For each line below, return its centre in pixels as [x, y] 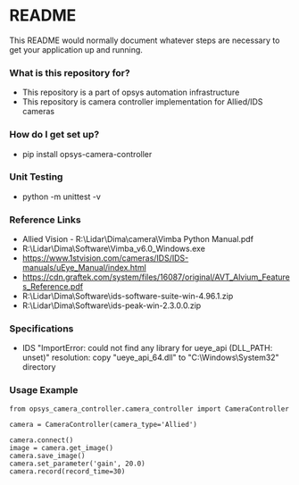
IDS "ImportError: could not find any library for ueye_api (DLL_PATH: [147, 348]
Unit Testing [36, 177]
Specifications [42, 329]
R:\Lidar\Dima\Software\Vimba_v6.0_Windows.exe [113, 249]
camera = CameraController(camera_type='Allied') [104, 424]
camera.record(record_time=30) [67, 471]
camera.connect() [42, 440]
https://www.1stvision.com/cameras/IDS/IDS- [105, 258]
